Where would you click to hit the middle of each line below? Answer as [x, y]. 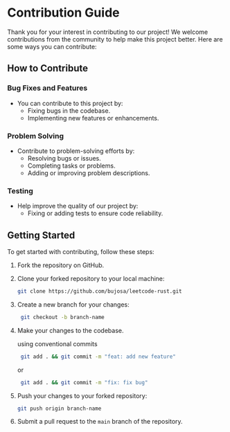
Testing [20, 190]
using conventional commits [57, 343]
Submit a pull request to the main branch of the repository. [100, 422]
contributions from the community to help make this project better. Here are [115, 39]
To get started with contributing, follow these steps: [81, 252]
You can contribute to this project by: [70, 103]
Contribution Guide [63, 13]
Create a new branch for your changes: [73, 304]
